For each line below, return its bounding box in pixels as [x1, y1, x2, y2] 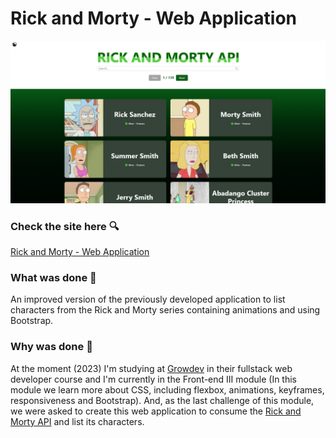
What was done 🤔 [10, 271, 97, 285]
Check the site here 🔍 [10, 219, 120, 233]
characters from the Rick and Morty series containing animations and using [10, 304, 321, 316]
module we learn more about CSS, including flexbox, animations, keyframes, [10, 383, 325, 396]
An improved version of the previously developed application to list [10, 293, 286, 306]
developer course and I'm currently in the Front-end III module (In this [10, 373, 297, 385]
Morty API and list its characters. [10, 415, 145, 427]
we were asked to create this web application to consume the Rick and [10, 405, 302, 417]
